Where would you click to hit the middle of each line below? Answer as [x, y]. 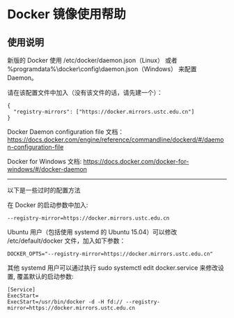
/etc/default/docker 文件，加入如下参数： [67, 241]
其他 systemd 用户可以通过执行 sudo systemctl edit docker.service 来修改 [112, 268]
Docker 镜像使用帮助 [67, 14]
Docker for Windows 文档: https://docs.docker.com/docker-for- [98, 161]
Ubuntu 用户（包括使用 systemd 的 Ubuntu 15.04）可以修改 [92, 232]
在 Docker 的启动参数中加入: [48, 205]
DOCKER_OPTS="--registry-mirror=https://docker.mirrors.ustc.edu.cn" [110, 254]
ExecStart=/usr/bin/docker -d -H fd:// [65, 302]
